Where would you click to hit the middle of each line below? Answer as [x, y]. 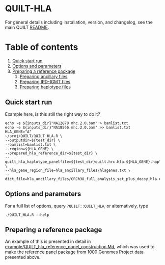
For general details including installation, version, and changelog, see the [79, 22]
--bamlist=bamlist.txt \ [30, 145]
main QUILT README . [27, 27]
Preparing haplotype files [45, 87]
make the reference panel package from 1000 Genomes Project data [74, 252]
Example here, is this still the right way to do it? [53, 114]
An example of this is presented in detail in [48, 241]
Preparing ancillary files [43, 76]
